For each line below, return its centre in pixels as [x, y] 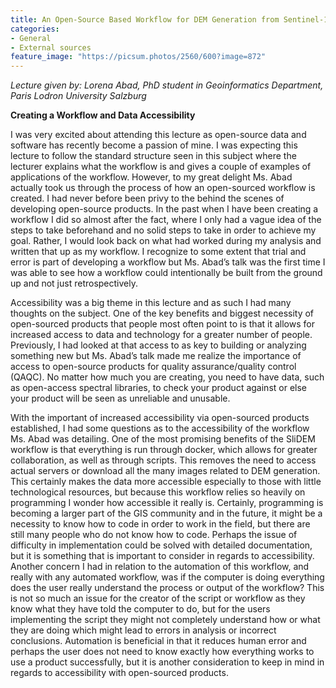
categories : [35, 29]
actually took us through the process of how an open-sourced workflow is [163, 188]
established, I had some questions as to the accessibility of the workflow [160, 428]
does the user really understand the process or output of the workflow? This [167, 588]
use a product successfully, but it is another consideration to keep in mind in [167, 662]
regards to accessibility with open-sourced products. [119, 673]
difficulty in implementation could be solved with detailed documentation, [161, 545]
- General [31, 38]
